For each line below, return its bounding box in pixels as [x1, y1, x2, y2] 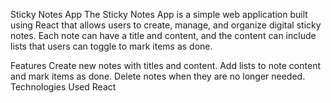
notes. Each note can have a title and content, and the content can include [10, 30, 317, 41]
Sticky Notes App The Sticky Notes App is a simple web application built [10, 9, 308, 20]
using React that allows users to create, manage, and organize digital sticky [10, 19, 322, 31]
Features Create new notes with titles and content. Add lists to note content [10, 60, 321, 71]
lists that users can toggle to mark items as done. [10, 40, 213, 52]
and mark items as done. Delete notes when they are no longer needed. [10, 70, 306, 82]
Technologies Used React [10, 81, 117, 93]
